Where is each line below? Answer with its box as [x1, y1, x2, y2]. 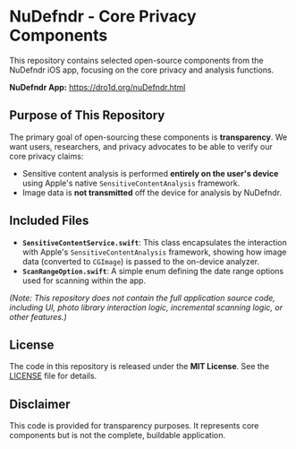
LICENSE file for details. [9, 370, 97, 382]
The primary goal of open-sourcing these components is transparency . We [9, 132, 288, 142]
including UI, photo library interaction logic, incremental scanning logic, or [9, 302, 283, 313]
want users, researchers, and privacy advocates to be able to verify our [9, 141, 273, 151]
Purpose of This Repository [9, 108, 165, 123]
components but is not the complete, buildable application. [9, 430, 226, 441]
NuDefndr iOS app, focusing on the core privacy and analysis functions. [9, 65, 275, 75]
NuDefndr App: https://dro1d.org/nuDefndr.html [9, 82, 186, 92]
